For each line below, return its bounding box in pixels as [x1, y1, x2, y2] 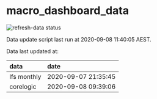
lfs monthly [9, 72, 42, 81]
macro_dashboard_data [6, 4, 130, 18]
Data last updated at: [6, 47, 59, 55]
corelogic [9, 82, 37, 90]
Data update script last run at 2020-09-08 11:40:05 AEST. [6, 35, 152, 43]
